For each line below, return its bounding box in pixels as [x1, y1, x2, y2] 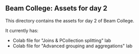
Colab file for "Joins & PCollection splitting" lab [12, 37, 111, 43]
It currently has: [5, 28, 39, 34]
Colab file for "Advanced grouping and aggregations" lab [12, 43, 133, 49]
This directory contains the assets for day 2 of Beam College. [5, 17, 134, 23]
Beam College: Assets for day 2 [5, 4, 107, 13]
